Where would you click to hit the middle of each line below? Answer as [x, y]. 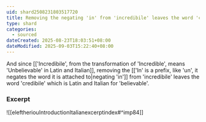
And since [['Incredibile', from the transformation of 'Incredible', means [96, 63]
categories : [21, 29]
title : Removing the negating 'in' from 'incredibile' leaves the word [100, 18]
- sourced [24, 35]
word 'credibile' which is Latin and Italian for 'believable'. [78, 83]
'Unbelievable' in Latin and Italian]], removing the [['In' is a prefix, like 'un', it [102, 70]
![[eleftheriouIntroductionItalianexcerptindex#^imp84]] [75, 112]
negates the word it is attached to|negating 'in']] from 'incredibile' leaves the [103, 77]
